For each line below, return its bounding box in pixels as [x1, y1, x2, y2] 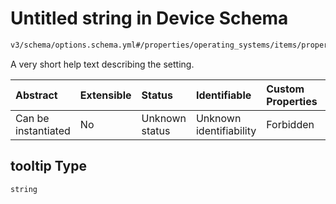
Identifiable [195, 88, 252, 102]
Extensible [79, 88, 132, 102]
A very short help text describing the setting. [10, 58, 195, 70]
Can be [15, 111, 50, 125]
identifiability [195, 123, 257, 137]
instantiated [15, 123, 71, 137]
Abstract [15, 88, 58, 102]
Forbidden [266, 117, 315, 131]
